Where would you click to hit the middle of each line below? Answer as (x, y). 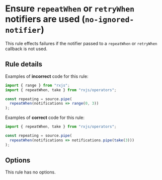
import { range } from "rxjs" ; (38, 85)
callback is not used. (26, 49)
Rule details (24, 64)
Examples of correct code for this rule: (45, 118)
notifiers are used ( (45, 19)
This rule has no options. (31, 172)
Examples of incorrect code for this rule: (47, 76)
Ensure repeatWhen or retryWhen (70, 9)
